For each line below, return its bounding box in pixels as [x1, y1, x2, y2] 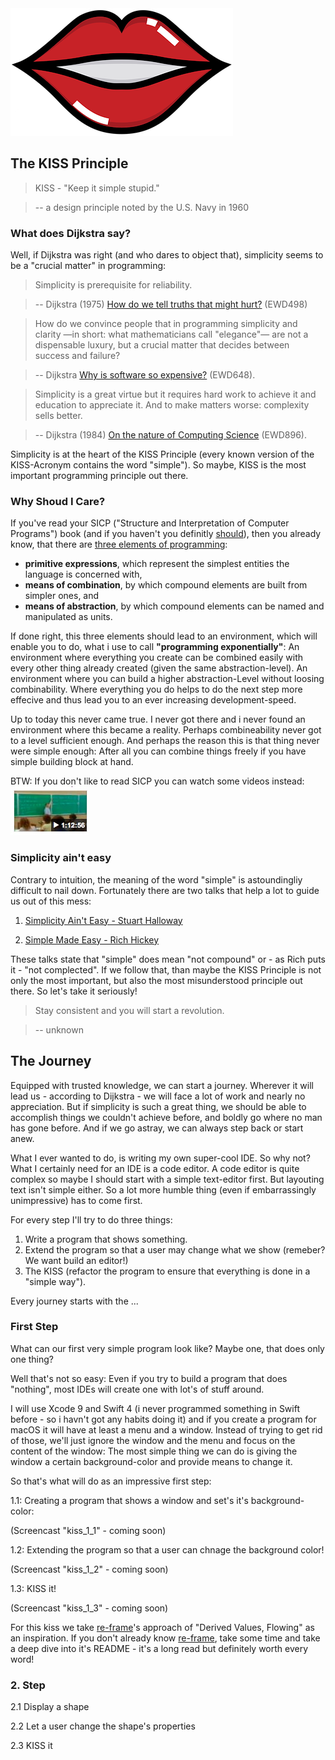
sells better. [34, 410, 83, 422]
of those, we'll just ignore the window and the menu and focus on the [10, 1434, 296, 1446]
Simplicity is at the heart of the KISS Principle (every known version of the [10, 448, 315, 461]
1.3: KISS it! [10, 1582, 57, 1594]
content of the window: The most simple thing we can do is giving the [10, 1445, 298, 1457]
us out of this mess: [10, 895, 92, 907]
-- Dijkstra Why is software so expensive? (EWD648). [34, 369, 256, 381]
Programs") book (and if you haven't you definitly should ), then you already [10, 528, 322, 540]
